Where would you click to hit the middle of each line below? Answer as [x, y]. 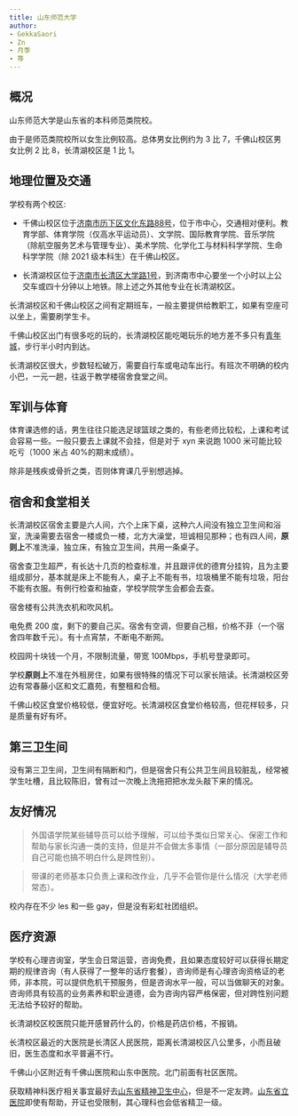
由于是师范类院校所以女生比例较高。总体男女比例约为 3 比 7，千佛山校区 [141, 139]
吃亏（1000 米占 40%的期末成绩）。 [74, 452]
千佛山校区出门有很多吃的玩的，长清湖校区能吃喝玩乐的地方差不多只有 [137, 335]
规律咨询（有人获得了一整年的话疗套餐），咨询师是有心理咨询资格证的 [151, 971]
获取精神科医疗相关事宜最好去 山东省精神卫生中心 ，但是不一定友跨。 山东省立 [149, 1091]
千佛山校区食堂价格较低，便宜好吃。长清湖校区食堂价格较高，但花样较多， [145, 705]
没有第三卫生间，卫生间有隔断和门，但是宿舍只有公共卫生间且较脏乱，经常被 [149, 770]
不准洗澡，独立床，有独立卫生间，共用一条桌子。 [114, 547]
